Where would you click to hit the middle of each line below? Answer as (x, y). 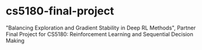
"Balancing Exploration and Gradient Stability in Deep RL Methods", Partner (101, 28)
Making (15, 40)
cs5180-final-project (60, 11)
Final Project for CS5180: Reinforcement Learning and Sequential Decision (100, 34)
